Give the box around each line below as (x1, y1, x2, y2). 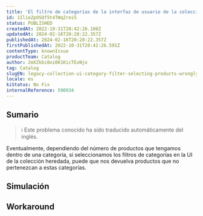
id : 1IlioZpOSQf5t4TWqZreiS (6, 14, 77, 21)
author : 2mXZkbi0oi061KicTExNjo (6, 59, 88, 65)
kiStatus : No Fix (6, 82, 50, 88)
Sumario (6, 110, 39, 120)
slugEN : (6, 71, 26, 77)
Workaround (6, 202, 55, 212)
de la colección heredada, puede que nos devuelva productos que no (6, 157, 179, 165)
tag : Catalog (6, 65, 39, 71)
